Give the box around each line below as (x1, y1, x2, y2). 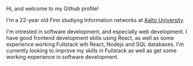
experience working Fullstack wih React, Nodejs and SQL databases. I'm (6, 41, 184, 48)
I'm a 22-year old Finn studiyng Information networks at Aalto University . (6, 17, 185, 23)
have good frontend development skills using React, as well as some (6, 34, 175, 41)
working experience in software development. (6, 54, 119, 60)
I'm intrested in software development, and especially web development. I (6, 28, 188, 35)
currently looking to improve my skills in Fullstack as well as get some (6, 47, 177, 54)
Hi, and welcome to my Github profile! (6, 5, 99, 12)
